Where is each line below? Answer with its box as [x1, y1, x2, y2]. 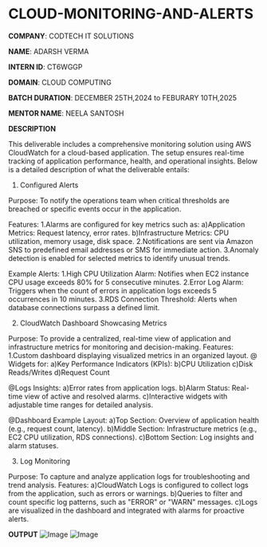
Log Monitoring [19, 456, 70, 466]
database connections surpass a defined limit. [8, 302, 160, 312]
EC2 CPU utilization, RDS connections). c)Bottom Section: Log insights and [8, 432, 254, 442]
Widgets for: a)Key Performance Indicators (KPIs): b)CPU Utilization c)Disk [8, 359, 253, 368]
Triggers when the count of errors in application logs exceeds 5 [8, 285, 218, 295]
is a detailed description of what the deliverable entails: [8, 164, 190, 174]
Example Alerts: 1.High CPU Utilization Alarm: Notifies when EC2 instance [8, 269, 249, 278]
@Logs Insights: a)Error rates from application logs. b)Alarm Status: [8, 383, 230, 392]
